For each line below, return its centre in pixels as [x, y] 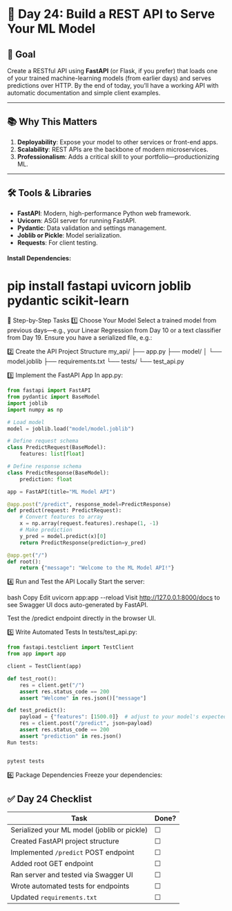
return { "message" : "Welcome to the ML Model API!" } [97, 568]
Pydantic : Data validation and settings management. [92, 228]
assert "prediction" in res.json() [71, 736]
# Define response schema [44, 467]
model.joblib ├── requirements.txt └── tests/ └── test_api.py [96, 361]
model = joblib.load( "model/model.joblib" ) [71, 429]
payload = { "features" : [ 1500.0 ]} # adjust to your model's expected [123, 717]
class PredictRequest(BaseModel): [57, 448]
